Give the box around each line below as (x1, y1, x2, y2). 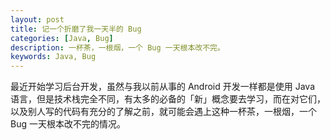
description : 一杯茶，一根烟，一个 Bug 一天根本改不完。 (10, 42, 225, 53)
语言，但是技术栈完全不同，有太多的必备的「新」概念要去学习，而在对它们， (10, 93, 326, 105)
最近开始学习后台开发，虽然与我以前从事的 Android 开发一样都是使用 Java (10, 81, 316, 93)
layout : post (10, 14, 65, 25)
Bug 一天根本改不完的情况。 (10, 118, 126, 130)
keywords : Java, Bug (10, 52, 97, 62)
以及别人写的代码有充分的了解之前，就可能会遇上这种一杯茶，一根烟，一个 (10, 106, 317, 118)
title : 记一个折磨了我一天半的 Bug (10, 24, 142, 34)
